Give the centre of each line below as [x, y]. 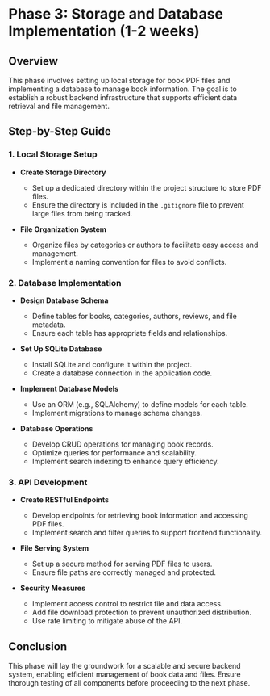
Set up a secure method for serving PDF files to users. [122, 564]
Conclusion [38, 646]
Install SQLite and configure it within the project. [112, 364]
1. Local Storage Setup [53, 154]
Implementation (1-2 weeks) [104, 31]
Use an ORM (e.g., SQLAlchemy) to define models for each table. [140, 404]
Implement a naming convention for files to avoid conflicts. [129, 262]
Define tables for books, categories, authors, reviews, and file [135, 316]
